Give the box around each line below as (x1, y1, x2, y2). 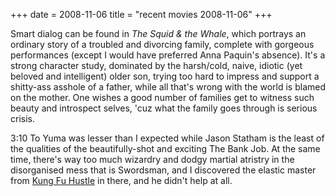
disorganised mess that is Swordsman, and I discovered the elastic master (10, 164, 317, 176)
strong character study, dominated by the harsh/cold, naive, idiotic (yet (10, 60, 303, 71)
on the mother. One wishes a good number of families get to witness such (10, 92, 315, 103)
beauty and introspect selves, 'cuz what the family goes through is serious (10, 102, 318, 114)
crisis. (10, 113, 35, 124)
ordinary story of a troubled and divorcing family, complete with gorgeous (10, 39, 315, 50)
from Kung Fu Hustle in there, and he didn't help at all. (10, 175, 233, 186)
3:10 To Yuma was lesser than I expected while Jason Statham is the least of (10, 132, 325, 144)
